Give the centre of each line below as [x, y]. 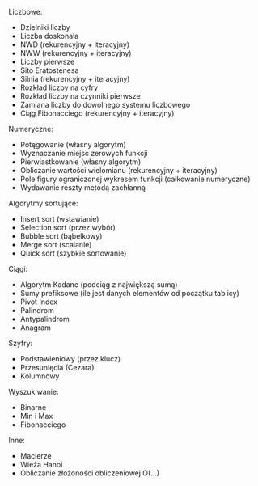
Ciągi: [18, 269]
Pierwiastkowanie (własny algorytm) [80, 162]
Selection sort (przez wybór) [68, 227]
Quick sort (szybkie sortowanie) [73, 253]
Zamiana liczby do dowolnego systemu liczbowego [105, 105]
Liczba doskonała [49, 36]
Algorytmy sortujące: [43, 203]
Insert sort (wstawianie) [59, 219]
